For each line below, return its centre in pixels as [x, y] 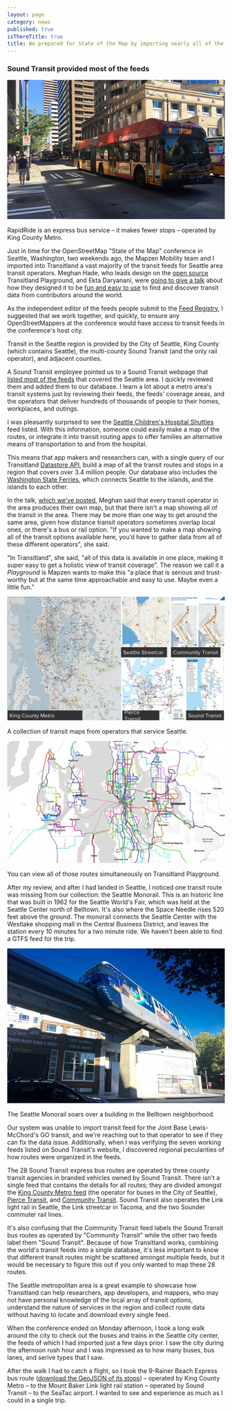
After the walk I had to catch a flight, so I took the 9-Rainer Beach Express [112, 1371]
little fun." [21, 587]
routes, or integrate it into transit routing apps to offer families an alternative [115, 436]
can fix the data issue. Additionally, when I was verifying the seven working [114, 1142]
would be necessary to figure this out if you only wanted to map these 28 [111, 1264]
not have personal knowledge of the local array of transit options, [100, 1300]
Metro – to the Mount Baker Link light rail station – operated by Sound [106, 1385]
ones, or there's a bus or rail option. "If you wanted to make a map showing [114, 530]
